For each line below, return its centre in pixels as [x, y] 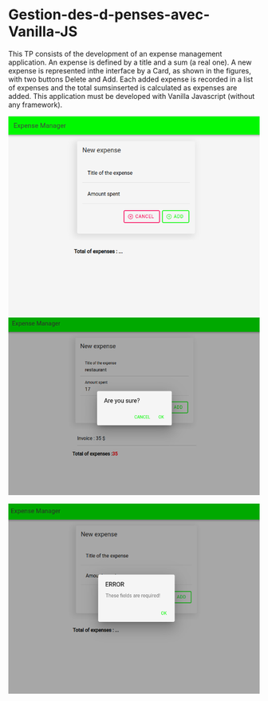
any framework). [35, 105]
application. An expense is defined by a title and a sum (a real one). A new [130, 62]
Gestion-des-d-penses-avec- [109, 15]
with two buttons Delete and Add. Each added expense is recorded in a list [131, 79]
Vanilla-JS [43, 32]
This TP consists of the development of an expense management [115, 53]
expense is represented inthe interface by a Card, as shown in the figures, [130, 70]
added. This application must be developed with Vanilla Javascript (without [132, 96]
